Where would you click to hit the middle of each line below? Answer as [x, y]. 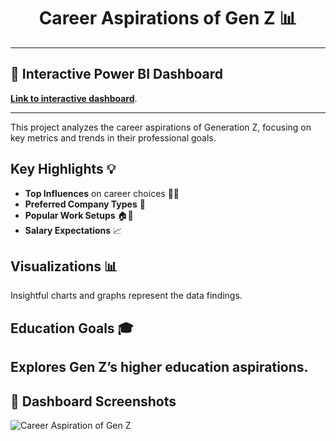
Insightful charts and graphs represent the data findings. [126, 296]
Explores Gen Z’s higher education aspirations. [159, 367]
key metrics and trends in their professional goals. [113, 137]
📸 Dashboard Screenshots [93, 401]
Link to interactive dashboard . [74, 98]
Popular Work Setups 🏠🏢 [79, 215]
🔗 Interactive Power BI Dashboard [116, 74]
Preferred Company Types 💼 [85, 204]
